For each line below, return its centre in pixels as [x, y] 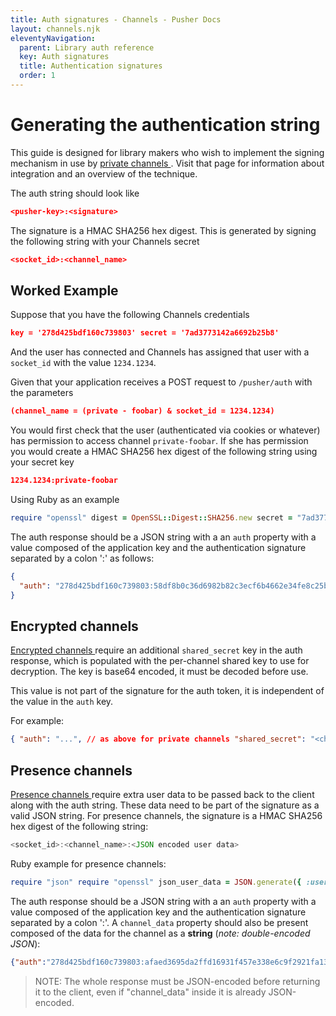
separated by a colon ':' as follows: [82, 558]
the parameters [42, 393]
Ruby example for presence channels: [88, 863]
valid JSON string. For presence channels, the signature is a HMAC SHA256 [166, 815]
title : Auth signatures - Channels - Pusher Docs [116, 19]
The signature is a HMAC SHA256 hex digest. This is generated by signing [163, 230]
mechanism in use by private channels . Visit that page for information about [167, 163]
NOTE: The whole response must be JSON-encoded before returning [177, 981]
